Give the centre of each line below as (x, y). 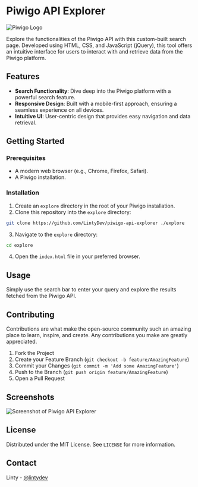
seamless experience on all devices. (59, 110)
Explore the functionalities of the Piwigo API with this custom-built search (96, 39)
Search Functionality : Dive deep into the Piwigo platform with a (93, 91)
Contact (21, 463)
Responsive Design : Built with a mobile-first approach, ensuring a (96, 103)
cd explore (20, 245)
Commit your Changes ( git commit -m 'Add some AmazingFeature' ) (97, 366)
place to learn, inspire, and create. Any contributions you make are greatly (97, 335)
